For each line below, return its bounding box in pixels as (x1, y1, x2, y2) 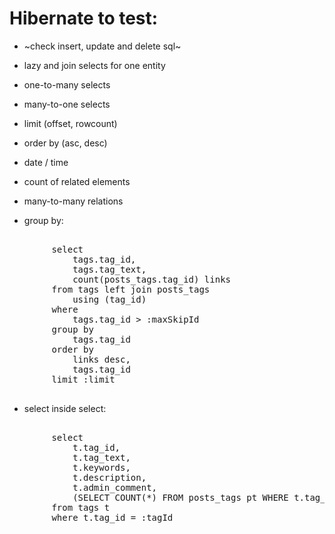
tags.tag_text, (72, 263, 147, 275)
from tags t (51, 502, 111, 513)
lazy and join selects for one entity (23, 59, 166, 71)
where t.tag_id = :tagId (51, 512, 174, 523)
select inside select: (23, 402, 107, 414)
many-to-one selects (23, 98, 111, 110)
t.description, (72, 472, 147, 483)
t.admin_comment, (72, 482, 158, 493)
